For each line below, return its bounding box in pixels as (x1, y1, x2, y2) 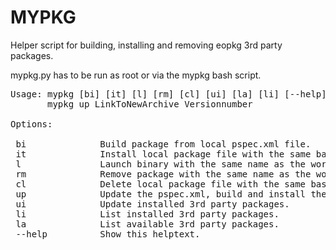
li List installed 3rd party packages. (15, 208, 280, 220)
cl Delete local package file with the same (15, 178, 307, 190)
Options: (10, 118, 53, 130)
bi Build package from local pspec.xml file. (15, 138, 312, 150)
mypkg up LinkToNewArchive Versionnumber (47, 98, 253, 110)
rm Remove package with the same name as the (15, 168, 312, 180)
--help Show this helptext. (15, 228, 201, 240)
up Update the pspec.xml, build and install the (15, 188, 327, 200)
